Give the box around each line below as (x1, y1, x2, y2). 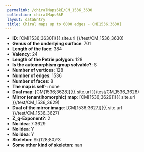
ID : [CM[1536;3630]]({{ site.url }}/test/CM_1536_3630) (12, 35, 124, 41)
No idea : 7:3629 (12, 121, 46, 127)
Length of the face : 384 (12, 46, 62, 52)
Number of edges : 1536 (12, 72, 62, 79)
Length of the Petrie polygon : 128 (12, 56, 83, 63)
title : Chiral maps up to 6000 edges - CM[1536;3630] (7, 21, 122, 27)
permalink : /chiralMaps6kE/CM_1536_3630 (7, 7, 93, 13)
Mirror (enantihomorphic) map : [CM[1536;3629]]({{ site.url (12, 94, 136, 100)
